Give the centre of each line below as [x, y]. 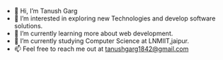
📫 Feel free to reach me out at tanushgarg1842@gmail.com [101, 49]
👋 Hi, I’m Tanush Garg [46, 11]
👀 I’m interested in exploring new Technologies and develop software [115, 18]
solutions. [28, 26]
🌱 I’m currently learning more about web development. [93, 33]
